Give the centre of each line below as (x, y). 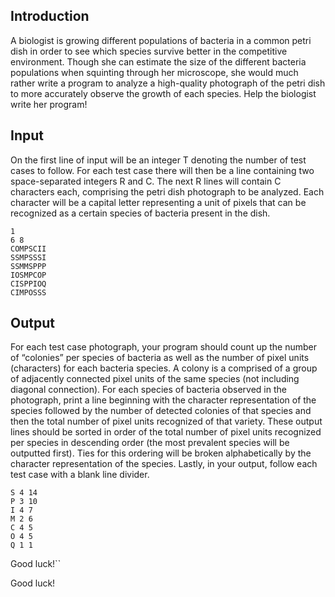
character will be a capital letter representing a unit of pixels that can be (158, 202)
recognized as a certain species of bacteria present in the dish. (140, 213)
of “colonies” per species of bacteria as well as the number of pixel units (160, 358)
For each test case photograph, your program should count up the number (163, 347)
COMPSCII (28, 249)
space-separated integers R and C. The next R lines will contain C (146, 181)
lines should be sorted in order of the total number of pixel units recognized (166, 432)
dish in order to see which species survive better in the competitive (149, 51)
